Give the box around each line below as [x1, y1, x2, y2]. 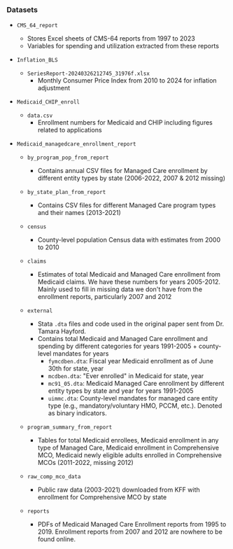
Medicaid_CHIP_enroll [16, 99, 80, 106]
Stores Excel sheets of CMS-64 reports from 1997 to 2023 [27, 34, 195, 43]
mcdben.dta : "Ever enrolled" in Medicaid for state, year [48, 372, 204, 380]
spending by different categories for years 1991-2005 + [37, 342, 197, 351]
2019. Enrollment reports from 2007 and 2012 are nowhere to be [37, 527, 223, 536]
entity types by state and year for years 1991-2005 [48, 387, 194, 395]
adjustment [37, 84, 71, 92]
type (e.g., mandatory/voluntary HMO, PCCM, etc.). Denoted [48, 401, 223, 410]
